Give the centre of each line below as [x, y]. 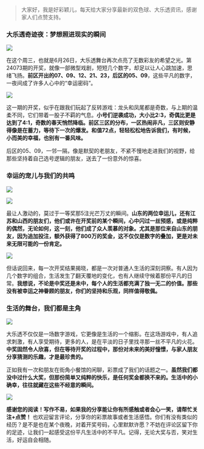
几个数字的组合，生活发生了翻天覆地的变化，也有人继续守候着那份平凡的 [97, 275]
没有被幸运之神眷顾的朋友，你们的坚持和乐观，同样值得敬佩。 [83, 291]
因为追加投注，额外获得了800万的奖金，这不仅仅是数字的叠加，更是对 [104, 236]
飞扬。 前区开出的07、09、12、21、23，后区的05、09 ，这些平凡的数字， [104, 76]
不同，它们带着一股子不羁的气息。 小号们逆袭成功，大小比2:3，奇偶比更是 [104, 115]
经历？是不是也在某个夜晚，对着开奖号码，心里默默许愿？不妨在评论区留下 [99, 424]
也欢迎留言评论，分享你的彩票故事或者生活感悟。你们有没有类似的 [115, 417]
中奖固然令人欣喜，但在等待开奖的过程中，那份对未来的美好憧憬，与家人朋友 [102, 349]
